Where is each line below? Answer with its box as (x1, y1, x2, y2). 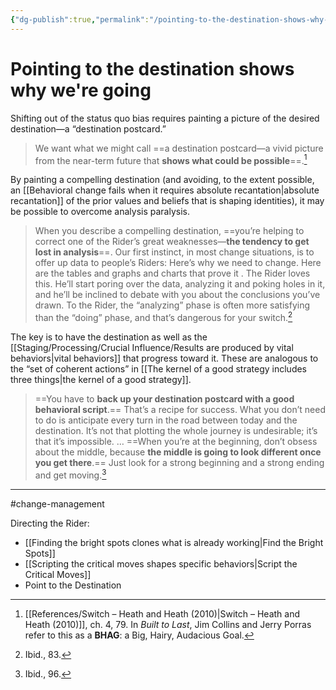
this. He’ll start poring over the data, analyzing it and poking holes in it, (34, 278, 326, 290)
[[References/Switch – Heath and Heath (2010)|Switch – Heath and (24, 607, 301, 620)
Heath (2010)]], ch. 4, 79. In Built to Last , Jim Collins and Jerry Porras (24, 618, 312, 630)
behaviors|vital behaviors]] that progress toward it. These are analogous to (10, 352, 319, 364)
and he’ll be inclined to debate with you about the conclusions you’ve (34, 289, 321, 301)
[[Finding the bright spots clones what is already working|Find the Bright (24, 536, 324, 548)
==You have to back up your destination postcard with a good (34, 392, 295, 405)
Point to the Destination (24, 579, 122, 591)
